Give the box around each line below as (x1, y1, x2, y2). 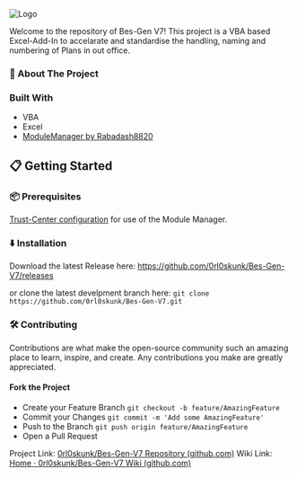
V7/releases (9, 270, 54, 281)
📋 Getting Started (9, 158, 113, 173)
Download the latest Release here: (9, 261, 136, 271)
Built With (9, 91, 54, 103)
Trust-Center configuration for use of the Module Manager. (9, 214, 228, 225)
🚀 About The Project (9, 67, 99, 80)
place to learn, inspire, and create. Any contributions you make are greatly (9, 351, 284, 363)
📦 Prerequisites (9, 190, 82, 202)
